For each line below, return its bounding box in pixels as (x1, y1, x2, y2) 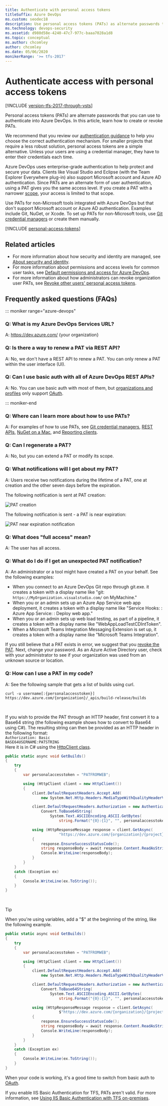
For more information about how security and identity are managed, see (12, 253, 161, 259)
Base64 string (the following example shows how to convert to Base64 (5, 719, 151, 725)
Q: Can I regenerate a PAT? (5, 442, 71, 449)
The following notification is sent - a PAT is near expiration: (5, 511, 126, 517)
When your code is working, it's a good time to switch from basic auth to (5, 1074, 155, 1080)
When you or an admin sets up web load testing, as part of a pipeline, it (12, 616, 159, 622)
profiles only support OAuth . (5, 390, 63, 396)
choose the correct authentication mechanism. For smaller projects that (5, 138, 152, 144)
